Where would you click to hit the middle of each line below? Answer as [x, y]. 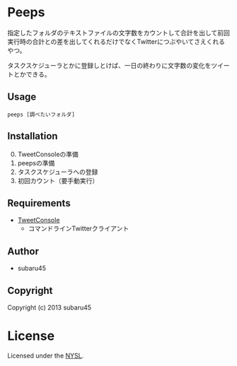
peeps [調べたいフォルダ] [41, 114]
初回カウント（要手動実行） [58, 180]
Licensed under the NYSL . [46, 355]
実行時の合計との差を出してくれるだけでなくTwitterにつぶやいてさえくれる [116, 41]
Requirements [39, 203]
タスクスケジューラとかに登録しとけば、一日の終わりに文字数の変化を [109, 65]
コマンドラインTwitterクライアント [79, 229]
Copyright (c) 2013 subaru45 [50, 307]
